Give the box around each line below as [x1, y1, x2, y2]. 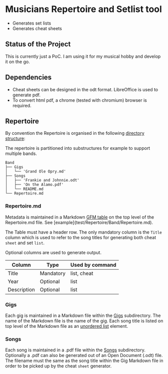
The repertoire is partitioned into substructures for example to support [5, 145, 150, 151]
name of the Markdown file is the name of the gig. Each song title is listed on [5, 317, 163, 324]
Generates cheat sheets [12, 25, 62, 31]
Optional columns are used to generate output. [5, 249, 102, 255]
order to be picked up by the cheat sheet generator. [5, 363, 112, 369]
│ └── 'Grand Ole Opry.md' [5, 169, 66, 174]
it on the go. [5, 59, 30, 65]
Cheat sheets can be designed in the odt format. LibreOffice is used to [12, 86, 158, 92]
